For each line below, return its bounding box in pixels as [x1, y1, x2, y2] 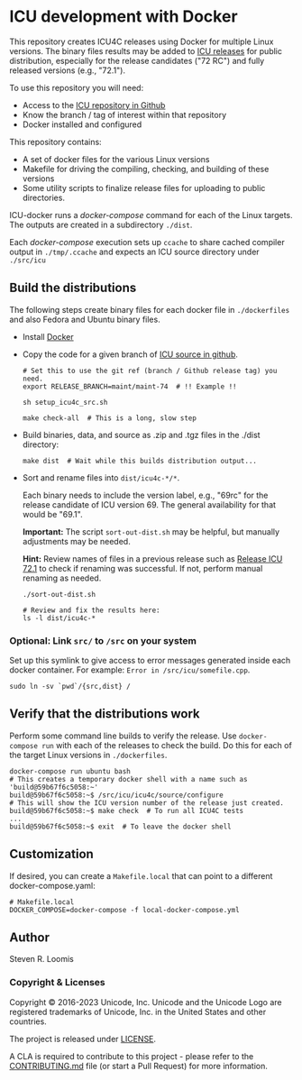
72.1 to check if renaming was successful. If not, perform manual [22, 563, 263, 573]
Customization [9, 847, 95, 862]
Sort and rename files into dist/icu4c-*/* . [22, 471, 180, 483]
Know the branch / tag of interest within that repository [22, 109, 227, 120]
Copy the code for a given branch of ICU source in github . [22, 349, 239, 360]
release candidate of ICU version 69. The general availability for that [22, 499, 277, 510]
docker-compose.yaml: [9, 880, 96, 891]
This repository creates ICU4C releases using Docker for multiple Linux [9, 36, 274, 47]
